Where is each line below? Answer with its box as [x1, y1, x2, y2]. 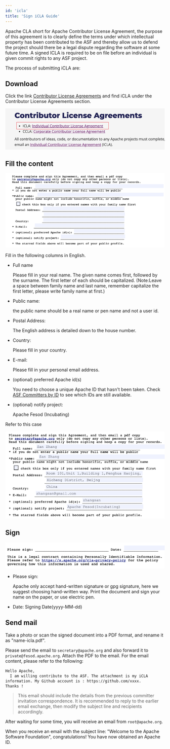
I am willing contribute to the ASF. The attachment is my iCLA [10, 673, 148, 679]
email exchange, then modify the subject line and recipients [17, 703, 142, 709]
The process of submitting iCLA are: [5, 65, 81, 71]
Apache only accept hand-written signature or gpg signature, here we [12, 583, 158, 589]
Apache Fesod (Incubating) [12, 411, 70, 418]
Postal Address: [12, 317, 46, 324]
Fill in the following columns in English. [5, 253, 86, 259]
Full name [12, 262, 33, 268]
